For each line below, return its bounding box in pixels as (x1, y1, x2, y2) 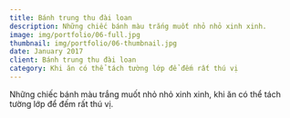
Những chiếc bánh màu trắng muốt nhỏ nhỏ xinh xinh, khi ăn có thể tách (9, 88, 281, 100)
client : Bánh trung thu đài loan (9, 55, 137, 64)
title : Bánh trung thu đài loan (9, 13, 132, 23)
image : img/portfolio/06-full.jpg (9, 30, 141, 39)
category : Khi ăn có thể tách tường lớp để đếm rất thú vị (9, 64, 239, 74)
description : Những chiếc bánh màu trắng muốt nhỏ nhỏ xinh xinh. (9, 22, 267, 31)
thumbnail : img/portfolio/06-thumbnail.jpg (9, 38, 178, 48)
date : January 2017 (9, 47, 84, 56)
